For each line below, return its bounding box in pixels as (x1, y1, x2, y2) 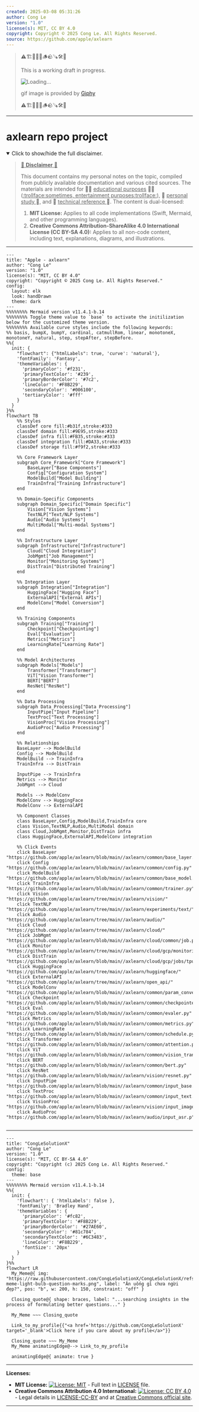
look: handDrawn (11, 293, 52, 299)
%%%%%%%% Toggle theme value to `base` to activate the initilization (6, 314, 184, 320)
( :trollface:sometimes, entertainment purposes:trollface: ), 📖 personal (20, 191, 188, 199)
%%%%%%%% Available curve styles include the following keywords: (6, 324, 174, 330)
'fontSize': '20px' (21, 1245, 70, 1250)
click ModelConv (17, 984, 57, 990)
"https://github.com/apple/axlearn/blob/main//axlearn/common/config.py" (6, 865, 192, 870)
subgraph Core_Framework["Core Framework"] (17, 460, 126, 466)
